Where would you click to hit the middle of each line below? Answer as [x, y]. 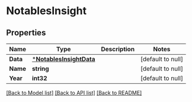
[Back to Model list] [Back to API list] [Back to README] [74, 93]
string [40, 69]
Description [118, 49]
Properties [26, 33]
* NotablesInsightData [63, 59]
